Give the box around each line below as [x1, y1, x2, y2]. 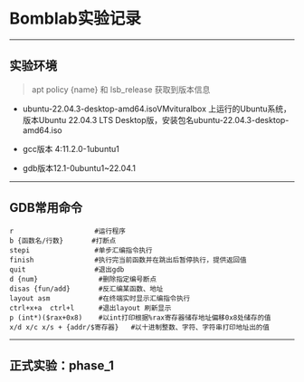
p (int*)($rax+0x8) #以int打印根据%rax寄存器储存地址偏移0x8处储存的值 [9, 313, 271, 322]
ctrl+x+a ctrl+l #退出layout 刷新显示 [9, 303, 172, 312]
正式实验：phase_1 [9, 358, 115, 373]
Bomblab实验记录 [9, 8, 142, 29]
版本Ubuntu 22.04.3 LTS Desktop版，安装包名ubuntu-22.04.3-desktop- [22, 114, 290, 125]
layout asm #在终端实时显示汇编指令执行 [9, 293, 191, 303]
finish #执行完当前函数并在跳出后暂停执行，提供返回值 [9, 255, 247, 264]
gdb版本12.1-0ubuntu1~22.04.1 [22, 162, 136, 173]
